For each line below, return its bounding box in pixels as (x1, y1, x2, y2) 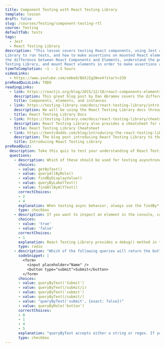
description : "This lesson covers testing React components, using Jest (5, 48, 157, 53)
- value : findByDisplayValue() (18, 176, 82, 181)
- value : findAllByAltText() (18, 185, 78, 190)
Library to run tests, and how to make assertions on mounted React (5, 52, 148, 58)
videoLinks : (5, 71, 29, 76)
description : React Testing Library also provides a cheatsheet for (14, 121, 157, 126)
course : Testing (5, 25, 38, 30)
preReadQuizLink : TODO (5, 80, 52, 85)
